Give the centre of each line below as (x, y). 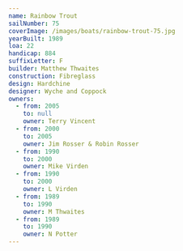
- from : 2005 (38, 106)
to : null (38, 114)
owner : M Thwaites (54, 211)
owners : (21, 99)
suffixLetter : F (36, 62)
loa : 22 (21, 46)
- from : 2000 (38, 129)
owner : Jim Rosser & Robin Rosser (81, 144)
